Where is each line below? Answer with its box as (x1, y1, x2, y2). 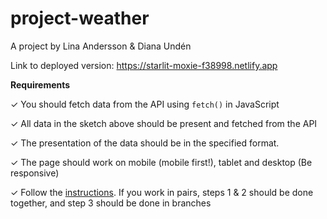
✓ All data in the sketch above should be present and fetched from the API (10, 117, 318, 129)
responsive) (10, 167, 60, 179)
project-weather (10, 7, 150, 30)
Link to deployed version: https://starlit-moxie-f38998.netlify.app (10, 59, 278, 71)
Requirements (10, 78, 71, 91)
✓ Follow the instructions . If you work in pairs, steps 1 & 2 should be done (10, 186, 314, 198)
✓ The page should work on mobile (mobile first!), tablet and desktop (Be (10, 156, 313, 168)
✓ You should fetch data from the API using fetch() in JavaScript (10, 98, 280, 110)
